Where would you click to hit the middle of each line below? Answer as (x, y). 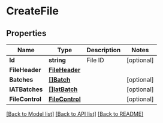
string (57, 60)
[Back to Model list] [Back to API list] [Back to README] (75, 114)
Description (104, 50)
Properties (26, 33)
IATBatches (26, 89)
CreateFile (32, 11)
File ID (96, 60)
